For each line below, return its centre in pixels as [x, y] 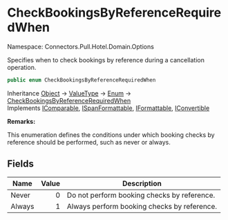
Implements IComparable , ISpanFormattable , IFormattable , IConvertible [108, 108]
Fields [21, 164]
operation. [22, 67]
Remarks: [21, 121]
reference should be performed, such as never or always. [89, 142]
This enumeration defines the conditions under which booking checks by [111, 135]
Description [142, 183]
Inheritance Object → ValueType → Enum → [69, 93]
